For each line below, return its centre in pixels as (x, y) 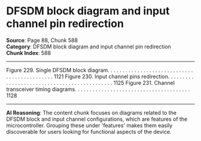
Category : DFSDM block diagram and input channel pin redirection (89, 47)
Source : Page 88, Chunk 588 (42, 40)
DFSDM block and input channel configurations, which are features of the (97, 119)
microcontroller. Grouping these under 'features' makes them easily (89, 125)
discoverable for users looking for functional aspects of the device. (89, 131)
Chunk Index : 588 (29, 53)
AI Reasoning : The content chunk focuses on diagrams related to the (92, 112)
